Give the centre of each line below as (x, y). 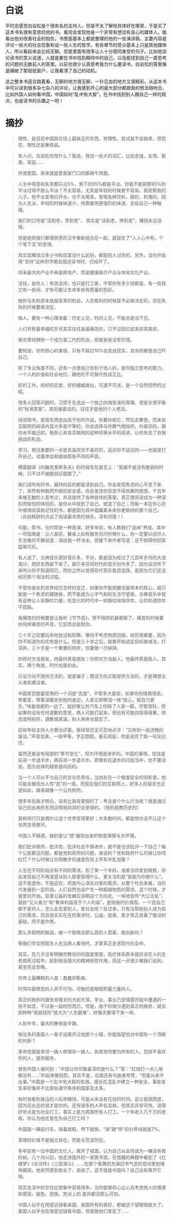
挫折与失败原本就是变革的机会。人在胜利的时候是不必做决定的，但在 (90, 300)
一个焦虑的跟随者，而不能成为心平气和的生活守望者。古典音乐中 (94, 594)
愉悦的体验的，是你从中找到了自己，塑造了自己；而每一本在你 (92, 503)
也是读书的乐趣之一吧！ (39, 100)
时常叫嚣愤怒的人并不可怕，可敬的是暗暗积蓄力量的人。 (76, 989)
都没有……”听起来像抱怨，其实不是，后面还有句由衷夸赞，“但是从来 (89, 1075)
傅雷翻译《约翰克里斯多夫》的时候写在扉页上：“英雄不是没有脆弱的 (88, 467)
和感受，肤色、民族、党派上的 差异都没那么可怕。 (70, 1194)
